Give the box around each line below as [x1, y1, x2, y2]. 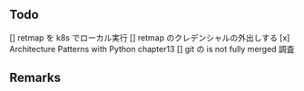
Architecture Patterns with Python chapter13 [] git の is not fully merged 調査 [9, 43, 295, 54]
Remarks [9, 70, 62, 86]
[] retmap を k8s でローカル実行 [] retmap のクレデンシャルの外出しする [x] [9, 32, 290, 43]
